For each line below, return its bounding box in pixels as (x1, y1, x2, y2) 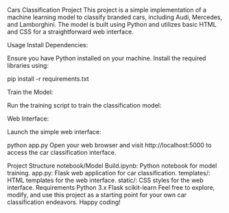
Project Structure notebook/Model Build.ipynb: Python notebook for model (7, 162, 217, 170)
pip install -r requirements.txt (7, 75, 89, 83)
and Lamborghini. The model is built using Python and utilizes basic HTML (7, 21, 217, 28)
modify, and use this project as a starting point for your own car (7, 191, 187, 199)
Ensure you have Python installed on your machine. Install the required (7, 54, 206, 62)
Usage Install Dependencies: (7, 41, 88, 49)
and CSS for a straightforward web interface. (7, 27, 134, 36)
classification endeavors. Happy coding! (7, 198, 121, 206)
